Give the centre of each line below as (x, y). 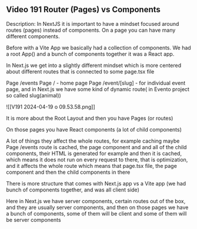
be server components (34, 220)
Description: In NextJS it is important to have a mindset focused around (93, 23)
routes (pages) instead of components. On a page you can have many (91, 30)
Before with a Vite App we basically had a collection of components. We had (98, 48)
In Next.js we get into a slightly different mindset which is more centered (94, 65)
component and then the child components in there (68, 172)
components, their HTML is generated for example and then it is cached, (94, 153)
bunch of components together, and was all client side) (73, 190)
